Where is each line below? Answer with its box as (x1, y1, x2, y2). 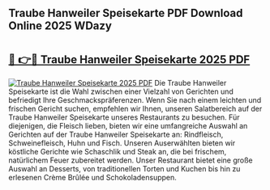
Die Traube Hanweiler (154, 78, 227, 87)
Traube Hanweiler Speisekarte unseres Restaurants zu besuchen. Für (8, 112, 240, 122)
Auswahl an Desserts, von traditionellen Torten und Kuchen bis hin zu (8, 164, 241, 173)
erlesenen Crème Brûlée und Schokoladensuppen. (8, 173, 177, 182)
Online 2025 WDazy (8, 19, 112, 33)
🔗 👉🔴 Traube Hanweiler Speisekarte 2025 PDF (8, 53, 251, 66)
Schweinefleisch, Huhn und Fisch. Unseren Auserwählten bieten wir (8, 138, 236, 148)
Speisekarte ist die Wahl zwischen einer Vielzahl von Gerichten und (8, 87, 234, 96)
